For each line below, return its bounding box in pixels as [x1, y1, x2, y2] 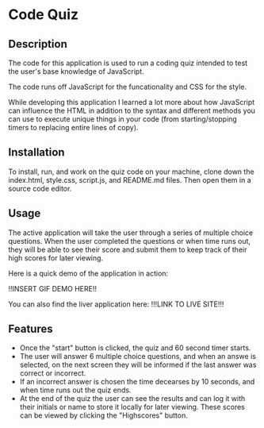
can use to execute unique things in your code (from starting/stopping [8, 114, 238, 124]
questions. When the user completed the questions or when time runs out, [8, 236, 251, 245]
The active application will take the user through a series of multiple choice [8, 228, 254, 237]
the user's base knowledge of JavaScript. [8, 67, 144, 76]
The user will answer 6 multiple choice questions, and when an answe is [19, 352, 256, 361]
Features [8, 322, 53, 336]
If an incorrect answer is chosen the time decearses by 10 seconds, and [19, 377, 255, 387]
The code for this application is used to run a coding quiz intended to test [8, 58, 248, 67]
